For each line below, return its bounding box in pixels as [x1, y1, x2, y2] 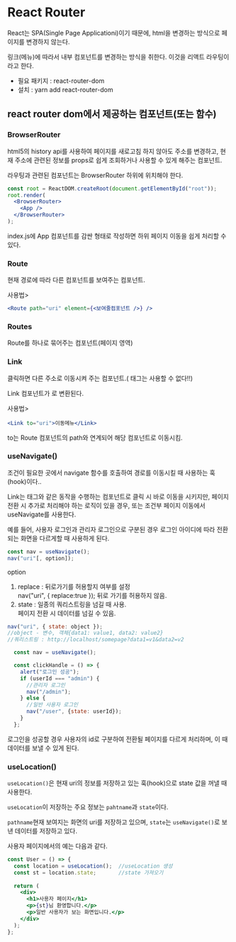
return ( [13, 882, 40, 890]
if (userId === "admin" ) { [20, 675, 100, 682]
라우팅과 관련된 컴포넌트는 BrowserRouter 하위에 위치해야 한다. [7, 171, 184, 179]
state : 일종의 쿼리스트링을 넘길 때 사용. [17, 600, 127, 609]
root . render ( [7, 192, 46, 199]
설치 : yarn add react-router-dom [17, 85, 113, 94]
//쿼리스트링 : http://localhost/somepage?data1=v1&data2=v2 [7, 636, 184, 643]
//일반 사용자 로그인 [26, 702, 79, 709]
